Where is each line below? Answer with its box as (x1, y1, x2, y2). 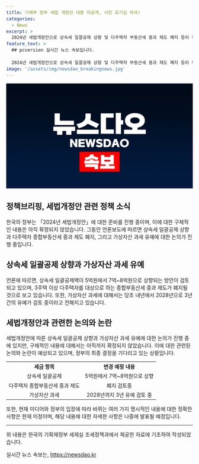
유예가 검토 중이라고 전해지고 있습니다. (17, 298, 106, 306)
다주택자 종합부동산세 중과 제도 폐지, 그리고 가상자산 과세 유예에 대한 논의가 (12, 233, 187, 240)
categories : (6, 15, 36, 22)
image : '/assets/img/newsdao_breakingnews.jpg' (6, 66, 126, 72)
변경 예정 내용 (103, 363, 135, 370)
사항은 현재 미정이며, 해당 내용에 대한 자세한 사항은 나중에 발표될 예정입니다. (6, 413, 182, 420)
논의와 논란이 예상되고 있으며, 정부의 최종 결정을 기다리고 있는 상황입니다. (6, 349, 175, 357)
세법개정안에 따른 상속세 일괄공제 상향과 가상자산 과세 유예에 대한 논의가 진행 (6, 335, 184, 342)
